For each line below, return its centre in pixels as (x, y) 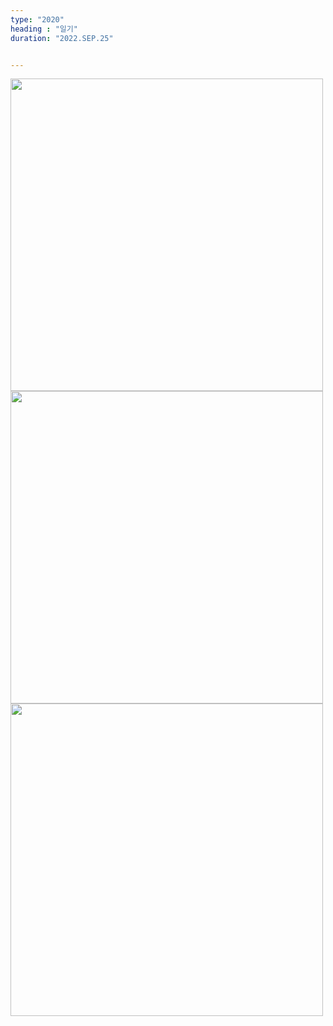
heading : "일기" (44, 29)
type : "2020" (37, 19)
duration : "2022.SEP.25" (62, 38)
